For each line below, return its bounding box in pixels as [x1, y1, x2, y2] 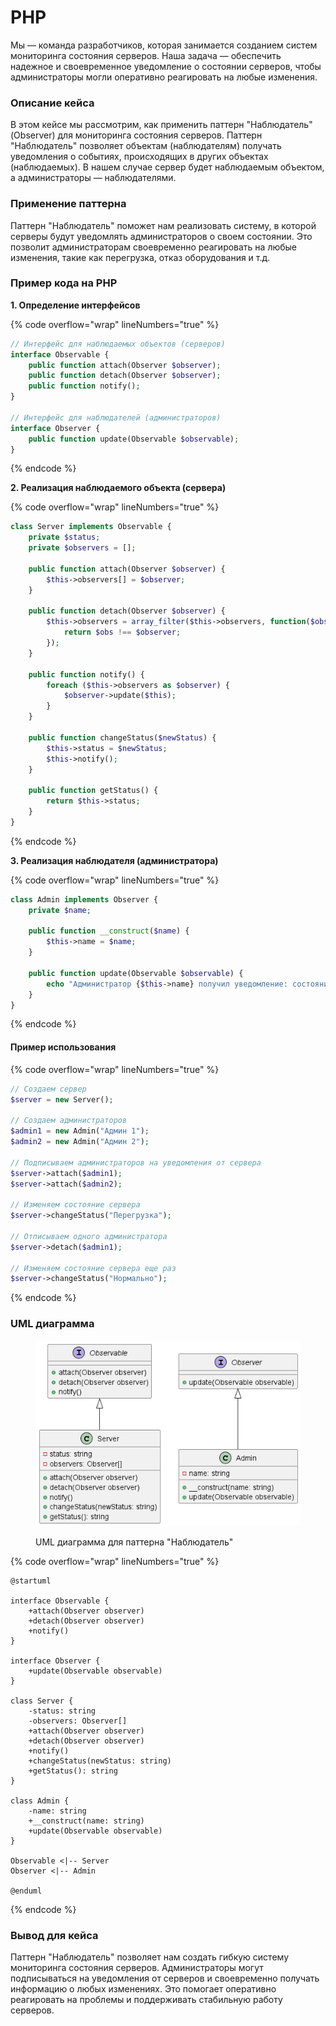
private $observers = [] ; [28, 543, 137, 553]
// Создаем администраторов [10, 1116, 128, 1126]
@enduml [10, 1886, 43, 1896]
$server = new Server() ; [10, 1094, 114, 1105]
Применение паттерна [10, 197, 127, 211]
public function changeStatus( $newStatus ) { [28, 732, 217, 743]
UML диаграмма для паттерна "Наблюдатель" [35, 1536, 234, 1548]
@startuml [10, 1576, 52, 1586]
